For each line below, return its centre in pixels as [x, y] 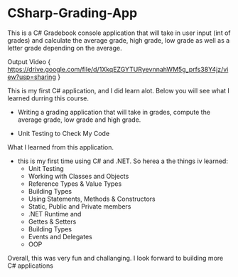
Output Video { [29, 61]
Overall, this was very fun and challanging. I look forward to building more [115, 258]
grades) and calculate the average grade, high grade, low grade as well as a [119, 40]
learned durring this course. [48, 98]
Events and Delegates [60, 236]
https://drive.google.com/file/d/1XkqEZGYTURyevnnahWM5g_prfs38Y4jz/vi [118, 69]
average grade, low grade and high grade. [79, 120]
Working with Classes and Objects [79, 176]
